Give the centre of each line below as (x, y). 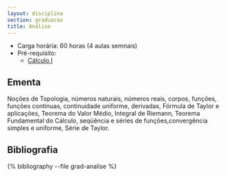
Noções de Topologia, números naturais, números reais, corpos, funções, (112, 99)
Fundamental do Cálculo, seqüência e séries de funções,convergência (107, 121)
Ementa (24, 82)
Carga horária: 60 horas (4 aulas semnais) (77, 46)
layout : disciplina (35, 13)
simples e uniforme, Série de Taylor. (58, 128)
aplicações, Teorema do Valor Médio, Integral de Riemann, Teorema (104, 114)
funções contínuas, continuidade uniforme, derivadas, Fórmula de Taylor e (113, 106)
